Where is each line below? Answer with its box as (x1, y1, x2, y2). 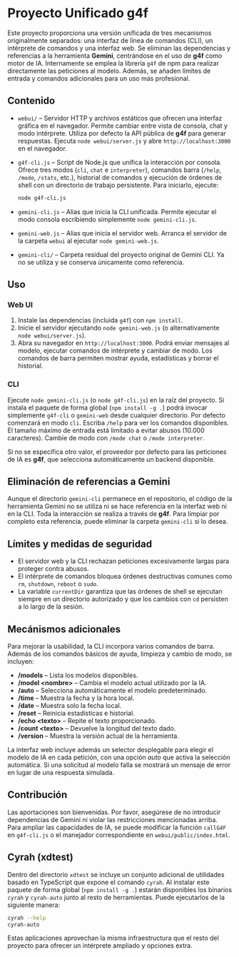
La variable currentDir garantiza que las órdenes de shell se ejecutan (17, 587, 223, 596)
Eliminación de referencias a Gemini (7, 476, 171, 487)
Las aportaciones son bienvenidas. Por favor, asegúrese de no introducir (7, 808, 221, 816)
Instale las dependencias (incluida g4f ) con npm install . (17, 316, 183, 325)
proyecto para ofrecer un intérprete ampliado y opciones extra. (7, 941, 193, 950)
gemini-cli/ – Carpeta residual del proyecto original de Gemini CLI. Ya (17, 250, 225, 258)
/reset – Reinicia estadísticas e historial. (17, 709, 136, 718)
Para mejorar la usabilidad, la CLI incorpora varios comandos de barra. (7, 642, 215, 651)
